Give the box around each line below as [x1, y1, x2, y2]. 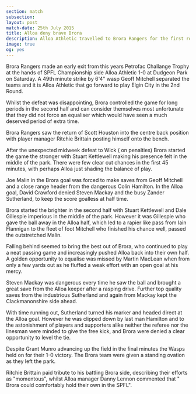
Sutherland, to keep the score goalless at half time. [6, 195, 128, 202]
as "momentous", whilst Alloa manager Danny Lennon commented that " [6, 375, 180, 382]
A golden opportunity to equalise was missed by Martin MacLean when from [6, 255, 190, 262]
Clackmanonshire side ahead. [6, 297, 78, 304]
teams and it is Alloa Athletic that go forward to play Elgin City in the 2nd [6, 81, 180, 88]
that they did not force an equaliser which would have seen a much [6, 111, 167, 118]
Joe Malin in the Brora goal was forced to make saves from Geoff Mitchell [6, 176, 183, 183]
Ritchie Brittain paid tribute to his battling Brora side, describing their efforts [6, 369, 188, 376]
